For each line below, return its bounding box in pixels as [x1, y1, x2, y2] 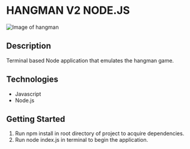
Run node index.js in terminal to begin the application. [14, 136, 149, 144]
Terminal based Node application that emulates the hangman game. [6, 56, 174, 64]
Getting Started [6, 114, 66, 124]
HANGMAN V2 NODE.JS [6, 4, 130, 17]
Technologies [6, 74, 59, 85]
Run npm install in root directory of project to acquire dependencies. [14, 130, 185, 137]
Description [6, 41, 51, 51]
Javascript [14, 90, 41, 97]
